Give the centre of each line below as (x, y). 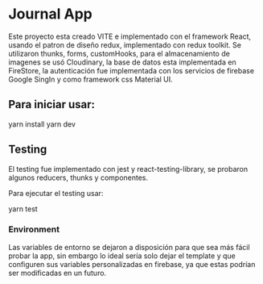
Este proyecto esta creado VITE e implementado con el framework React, (130, 36)
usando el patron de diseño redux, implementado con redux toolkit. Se (125, 44)
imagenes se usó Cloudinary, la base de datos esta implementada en (122, 62)
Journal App (50, 14)
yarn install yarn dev (42, 124)
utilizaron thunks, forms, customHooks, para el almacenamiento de (119, 53)
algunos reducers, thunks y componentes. (78, 177)
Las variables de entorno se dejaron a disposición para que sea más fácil (129, 247)
